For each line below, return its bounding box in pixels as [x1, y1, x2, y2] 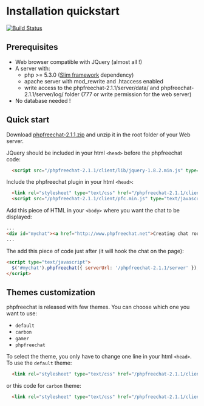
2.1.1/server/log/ [24, 90, 64, 98]
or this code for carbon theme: [6, 382, 81, 390]
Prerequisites [6, 42, 58, 52]
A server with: [15, 65, 50, 72]
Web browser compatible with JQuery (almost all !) [15, 58, 143, 65]
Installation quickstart [6, 4, 120, 18]
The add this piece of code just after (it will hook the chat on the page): [6, 247, 184, 254]
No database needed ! [15, 97, 71, 104]
